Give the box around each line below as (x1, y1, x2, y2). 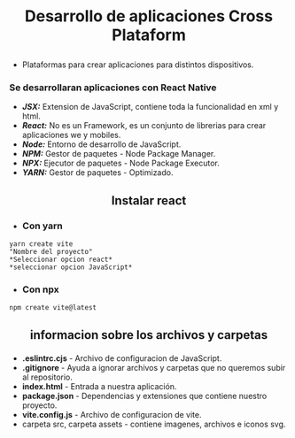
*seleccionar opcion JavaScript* (9, 263, 133, 272)
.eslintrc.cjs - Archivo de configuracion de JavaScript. (21, 352, 222, 364)
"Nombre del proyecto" (9, 248, 93, 257)
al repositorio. (21, 372, 73, 382)
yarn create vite (9, 240, 74, 249)
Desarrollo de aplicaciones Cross (25, 6, 273, 27)
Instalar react (111, 193, 187, 208)
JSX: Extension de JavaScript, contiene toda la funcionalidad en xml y (21, 102, 279, 112)
